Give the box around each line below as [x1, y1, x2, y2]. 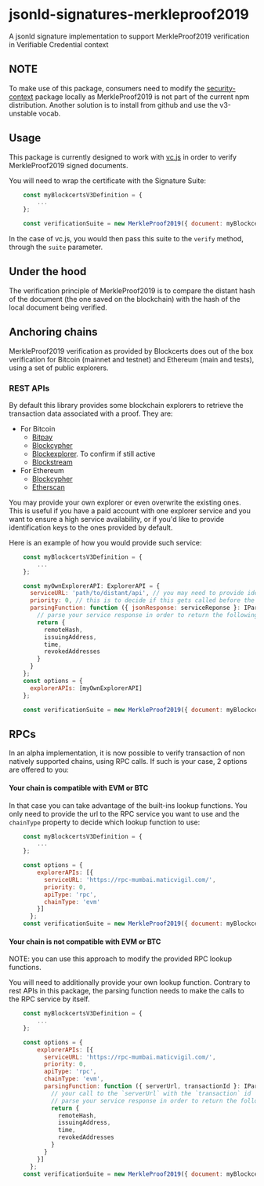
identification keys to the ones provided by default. [9, 523, 173, 532]
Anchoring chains [9, 325, 98, 339]
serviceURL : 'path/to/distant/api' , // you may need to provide [29, 589, 244, 597]
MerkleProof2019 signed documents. [9, 160, 128, 170]
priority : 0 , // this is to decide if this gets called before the [29, 597, 255, 604]
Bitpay [31, 432, 53, 442]
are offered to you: [9, 765, 69, 775]
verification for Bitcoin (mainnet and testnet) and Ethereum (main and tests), [9, 354, 255, 364]
